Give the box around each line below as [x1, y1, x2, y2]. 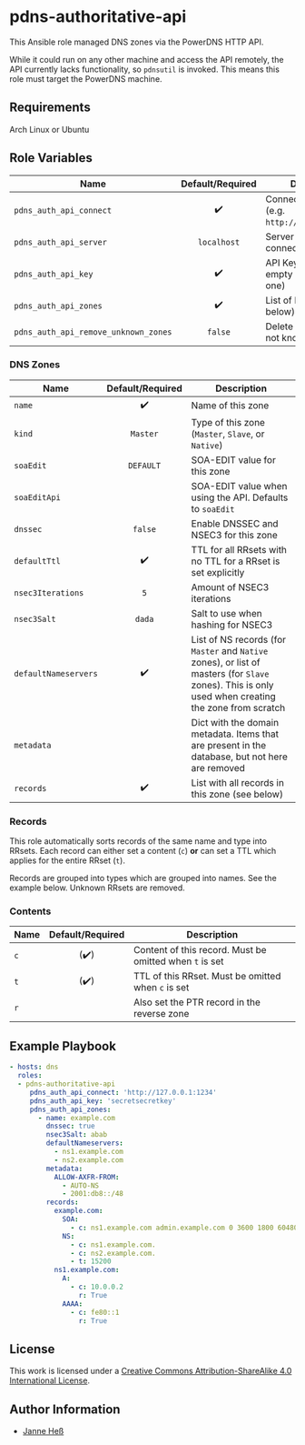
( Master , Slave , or [191, 427, 265, 440]
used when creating [191, 689, 277, 702]
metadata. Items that [191, 728, 280, 740]
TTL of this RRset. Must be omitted [133, 970, 281, 983]
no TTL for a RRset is [191, 555, 280, 567]
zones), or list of [191, 656, 261, 668]
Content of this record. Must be [133, 944, 267, 957]
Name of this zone [191, 399, 270, 412]
